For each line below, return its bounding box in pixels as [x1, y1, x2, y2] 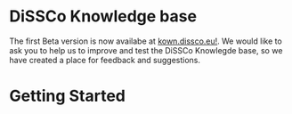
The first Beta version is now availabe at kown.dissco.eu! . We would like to [9, 36, 282, 46]
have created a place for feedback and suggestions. [9, 54, 200, 65]
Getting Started [9, 86, 126, 106]
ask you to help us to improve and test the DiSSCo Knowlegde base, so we [9, 45, 283, 55]
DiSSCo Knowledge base [9, 6, 198, 27]
